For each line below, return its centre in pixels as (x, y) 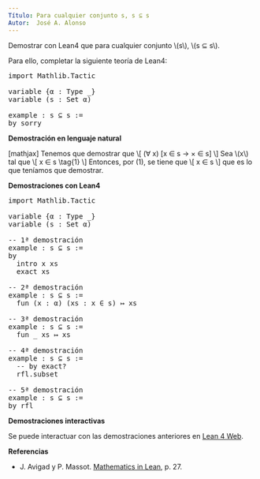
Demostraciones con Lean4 (54, 185)
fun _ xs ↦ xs (43, 335)
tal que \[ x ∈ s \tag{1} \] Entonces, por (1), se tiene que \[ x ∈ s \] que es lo (130, 162)
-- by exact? (41, 366)
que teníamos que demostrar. (56, 170)
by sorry (25, 123)
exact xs (33, 271)
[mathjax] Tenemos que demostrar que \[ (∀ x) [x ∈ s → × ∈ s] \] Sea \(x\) (128, 153)
